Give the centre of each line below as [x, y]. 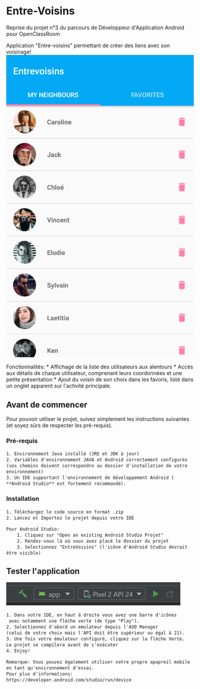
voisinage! [19, 51]
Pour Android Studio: [33, 529]
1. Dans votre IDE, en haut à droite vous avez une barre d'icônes [92, 615]
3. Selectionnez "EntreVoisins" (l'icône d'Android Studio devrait [102, 547]
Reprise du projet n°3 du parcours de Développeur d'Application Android [95, 27]
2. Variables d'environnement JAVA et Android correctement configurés [97, 460]
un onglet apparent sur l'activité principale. [59, 386]
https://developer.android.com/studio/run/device [69, 680]
